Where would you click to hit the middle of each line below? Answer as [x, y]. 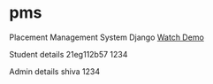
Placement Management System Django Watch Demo [107, 37]
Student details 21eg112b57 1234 [68, 54]
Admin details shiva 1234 [55, 71]
